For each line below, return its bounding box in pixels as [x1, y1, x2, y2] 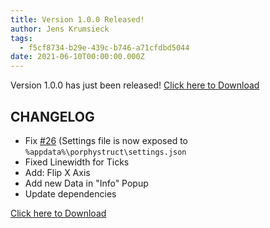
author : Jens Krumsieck [10, 24, 110, 34]
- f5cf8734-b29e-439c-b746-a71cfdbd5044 [19, 42, 190, 53]
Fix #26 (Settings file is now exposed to [24, 134, 189, 146]
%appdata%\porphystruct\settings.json [24, 147, 187, 157]
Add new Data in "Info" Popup [24, 177, 149, 189]
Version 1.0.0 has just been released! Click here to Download [10, 79, 260, 91]
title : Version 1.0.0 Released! [10, 14, 145, 25]
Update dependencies [24, 187, 117, 200]
